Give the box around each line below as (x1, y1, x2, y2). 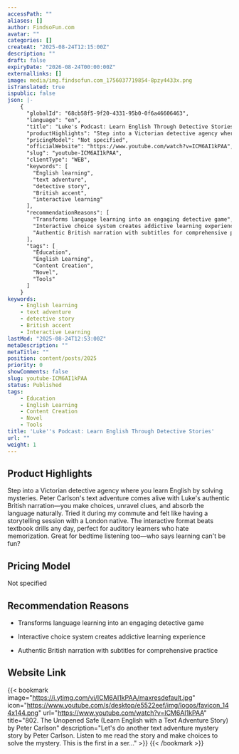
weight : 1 (7, 441, 37, 448)
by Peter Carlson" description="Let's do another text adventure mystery (7, 723, 219, 732)
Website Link (7, 667, 66, 679)
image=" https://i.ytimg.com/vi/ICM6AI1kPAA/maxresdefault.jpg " (7, 693, 196, 702)
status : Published (7, 381, 62, 388)
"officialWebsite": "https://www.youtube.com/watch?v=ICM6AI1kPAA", (26, 143, 234, 150)
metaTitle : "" (7, 348, 50, 356)
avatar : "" (7, 30, 40, 38)
